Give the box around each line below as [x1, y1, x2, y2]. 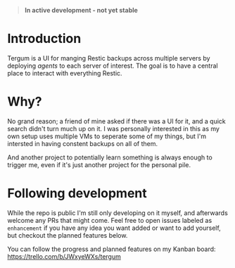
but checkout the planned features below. [7, 231, 128, 239]
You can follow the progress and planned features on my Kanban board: [7, 245, 216, 253]
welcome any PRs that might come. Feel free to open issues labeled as [7, 216, 212, 224]
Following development [7, 185, 148, 202]
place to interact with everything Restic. [7, 68, 122, 77]
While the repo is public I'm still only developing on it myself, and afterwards [7, 208, 229, 217]
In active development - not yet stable [24, 6, 139, 14]
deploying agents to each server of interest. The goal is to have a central [7, 61, 218, 70]
